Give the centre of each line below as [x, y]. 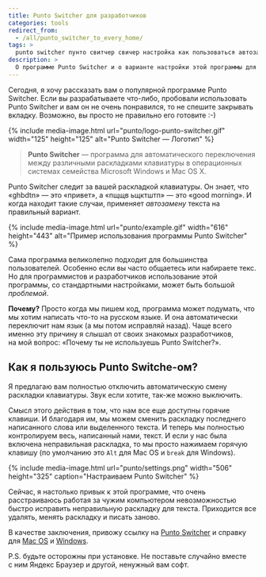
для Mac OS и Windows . [48, 540]
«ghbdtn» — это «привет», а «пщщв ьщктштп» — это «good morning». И [130, 194]
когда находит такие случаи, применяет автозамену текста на [114, 203]
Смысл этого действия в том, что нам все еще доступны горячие [119, 410]
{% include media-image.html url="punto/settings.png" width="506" [120, 467]
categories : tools [38, 23]
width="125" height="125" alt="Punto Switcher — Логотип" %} [111, 139]
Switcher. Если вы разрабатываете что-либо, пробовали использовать [128, 98]
